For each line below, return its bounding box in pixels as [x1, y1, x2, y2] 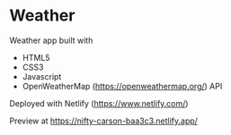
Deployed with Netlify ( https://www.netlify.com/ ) [9, 97, 189, 108]
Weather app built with [9, 35, 93, 46]
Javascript [22, 71, 62, 81]
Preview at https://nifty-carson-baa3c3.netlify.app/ [9, 115, 198, 126]
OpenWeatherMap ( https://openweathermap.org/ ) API [22, 80, 223, 91]
